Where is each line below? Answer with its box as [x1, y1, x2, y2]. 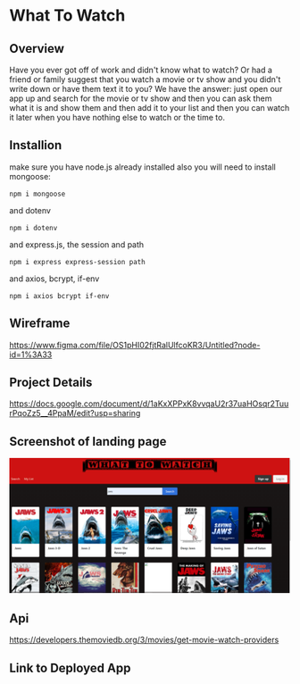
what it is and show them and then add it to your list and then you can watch [9, 103, 290, 113]
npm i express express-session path [9, 257, 146, 266]
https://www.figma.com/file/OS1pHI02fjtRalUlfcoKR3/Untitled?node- [9, 339, 261, 350]
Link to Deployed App [9, 660, 131, 675]
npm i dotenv [9, 223, 58, 232]
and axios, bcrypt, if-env [9, 273, 100, 284]
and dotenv [9, 204, 52, 215]
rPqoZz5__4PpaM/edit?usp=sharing [9, 408, 141, 419]
